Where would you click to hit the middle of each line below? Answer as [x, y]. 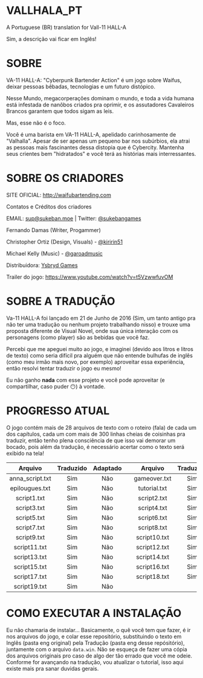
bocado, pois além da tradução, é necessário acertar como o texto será [95, 447]
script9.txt [30, 537]
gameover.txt [153, 478]
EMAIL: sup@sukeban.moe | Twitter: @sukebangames [74, 218]
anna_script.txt [30, 478]
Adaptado [107, 468]
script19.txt [30, 586]
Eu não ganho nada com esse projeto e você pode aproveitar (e [85, 380]
